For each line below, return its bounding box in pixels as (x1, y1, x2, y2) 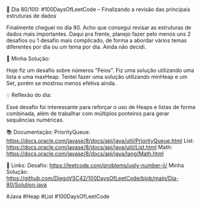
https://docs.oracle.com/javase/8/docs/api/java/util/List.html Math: (6, 144, 173, 151)
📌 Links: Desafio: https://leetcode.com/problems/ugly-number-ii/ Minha (6, 162, 184, 169)
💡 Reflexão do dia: (6, 91, 52, 98)
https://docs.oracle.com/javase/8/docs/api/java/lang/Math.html (6, 150, 164, 157)
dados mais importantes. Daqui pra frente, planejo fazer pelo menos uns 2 (6, 30, 191, 38)
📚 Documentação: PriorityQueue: (6, 128, 91, 136)
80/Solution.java (6, 181, 47, 188)
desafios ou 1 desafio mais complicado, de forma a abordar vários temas (6, 37, 187, 44)
